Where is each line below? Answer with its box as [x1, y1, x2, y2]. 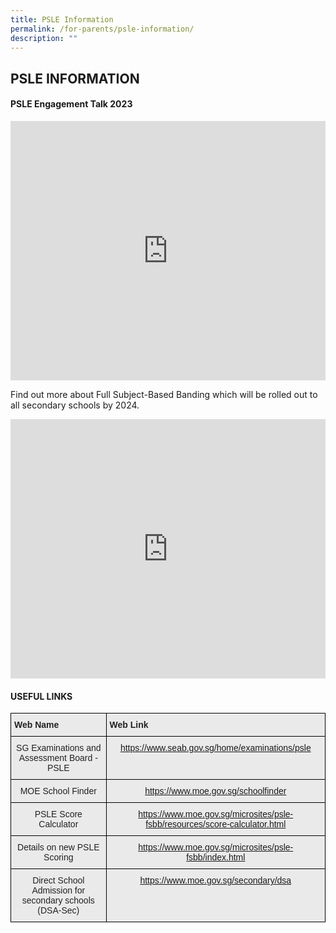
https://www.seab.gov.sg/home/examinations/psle [119, 742, 312, 754]
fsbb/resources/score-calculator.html [145, 819, 287, 830]
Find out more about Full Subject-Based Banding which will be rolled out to [10, 388, 318, 400]
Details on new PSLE [17, 842, 100, 853]
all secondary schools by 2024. [10, 399, 140, 411]
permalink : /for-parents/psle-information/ [10, 24, 195, 34]
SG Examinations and [16, 742, 102, 754]
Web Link [109, 719, 149, 731]
